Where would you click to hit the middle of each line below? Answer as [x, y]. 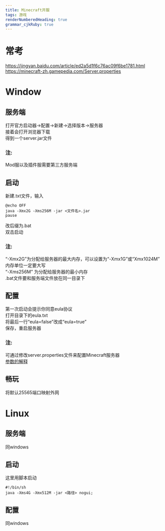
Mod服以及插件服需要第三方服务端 [41, 165]
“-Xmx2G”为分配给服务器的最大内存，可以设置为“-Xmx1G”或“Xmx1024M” [82, 259]
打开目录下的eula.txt [27, 315]
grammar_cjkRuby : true [29, 24]
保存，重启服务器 [23, 328]
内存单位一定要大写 [26, 265]
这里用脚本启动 [21, 478]
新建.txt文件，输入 [25, 196]
